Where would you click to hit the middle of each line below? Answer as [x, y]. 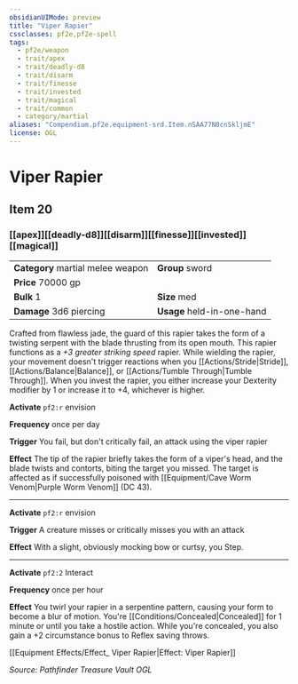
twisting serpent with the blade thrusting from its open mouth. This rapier [143, 342]
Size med [176, 297]
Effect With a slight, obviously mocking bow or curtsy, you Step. [126, 546]
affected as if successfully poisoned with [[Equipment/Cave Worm [130, 477]
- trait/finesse [47, 84]
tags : [19, 42]
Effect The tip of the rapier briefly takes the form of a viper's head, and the [146, 458]
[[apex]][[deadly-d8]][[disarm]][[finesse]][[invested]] [128, 235]
